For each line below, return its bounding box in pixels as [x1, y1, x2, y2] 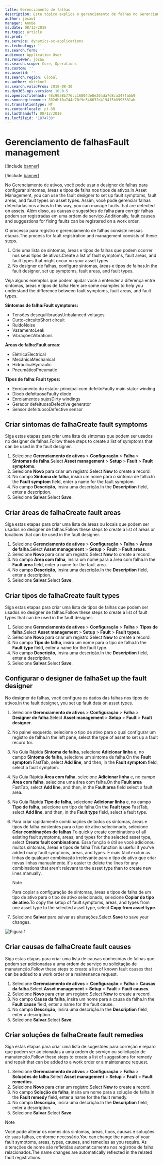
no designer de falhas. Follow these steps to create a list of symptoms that [5, 438, 153, 444]
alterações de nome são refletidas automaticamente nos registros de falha [5, 1144, 154, 1150]
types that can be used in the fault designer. [5, 615, 93, 620]
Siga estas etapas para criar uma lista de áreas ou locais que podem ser [5, 521, 149, 527]
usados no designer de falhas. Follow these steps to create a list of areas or [5, 526, 155, 533]
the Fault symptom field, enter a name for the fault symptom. [12, 479, 135, 484]
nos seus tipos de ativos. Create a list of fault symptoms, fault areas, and [12, 252, 157, 258]
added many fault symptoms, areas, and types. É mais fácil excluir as [12, 849, 150, 855]
